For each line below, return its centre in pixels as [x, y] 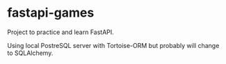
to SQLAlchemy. [30, 53]
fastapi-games [51, 13]
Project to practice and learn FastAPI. [61, 32]
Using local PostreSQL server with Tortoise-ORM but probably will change [113, 45]
